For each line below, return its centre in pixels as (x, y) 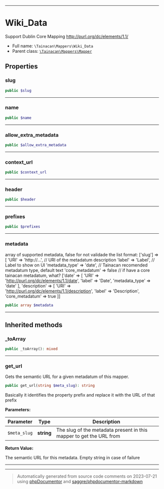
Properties (21, 67)
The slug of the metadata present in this (102, 430)
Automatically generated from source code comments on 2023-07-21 (87, 476)
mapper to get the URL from (88, 436)
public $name (18, 118)
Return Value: (19, 448)
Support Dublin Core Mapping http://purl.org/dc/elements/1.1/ (67, 36)
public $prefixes (23, 227)
